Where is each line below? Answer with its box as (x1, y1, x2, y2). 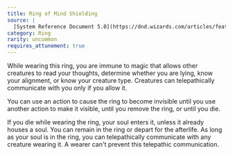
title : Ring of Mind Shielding (7, 10, 98, 17)
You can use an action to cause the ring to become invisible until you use (7, 97, 216, 105)
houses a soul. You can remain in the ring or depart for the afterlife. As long (7, 126, 223, 133)
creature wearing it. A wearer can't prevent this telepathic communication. (7, 140, 220, 148)
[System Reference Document (13, 23, 95, 30)
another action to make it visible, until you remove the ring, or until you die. (7, 105, 221, 113)
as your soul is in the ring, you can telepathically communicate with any (7, 133, 212, 141)
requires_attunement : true (7, 42, 85, 49)
